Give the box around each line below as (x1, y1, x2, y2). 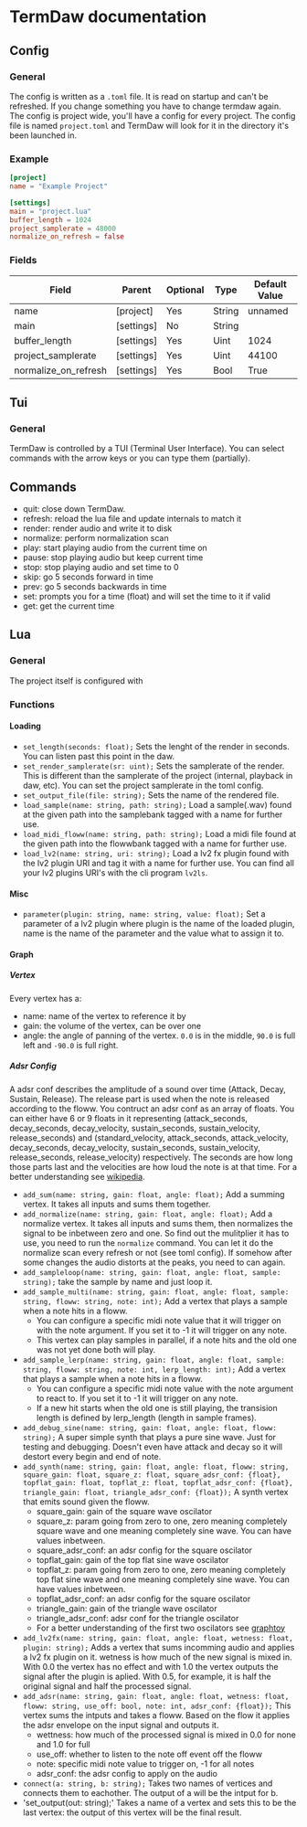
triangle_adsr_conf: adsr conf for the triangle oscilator (36, 1612, 239, 1623)
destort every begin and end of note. (22, 1450, 162, 1461)
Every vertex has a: (9, 993, 82, 1004)
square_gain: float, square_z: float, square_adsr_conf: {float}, (22, 1470, 281, 1480)
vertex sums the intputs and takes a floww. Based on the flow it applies (22, 1709, 291, 1720)
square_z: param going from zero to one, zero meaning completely (36, 1515, 288, 1526)
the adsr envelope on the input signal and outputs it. (22, 1719, 219, 1730)
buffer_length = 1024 (9, 215, 92, 225)
